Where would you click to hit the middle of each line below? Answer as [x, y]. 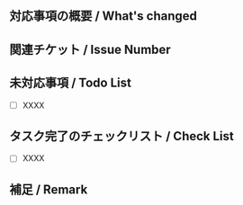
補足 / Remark [49, 189]
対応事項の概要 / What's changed [103, 16]
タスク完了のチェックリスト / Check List [121, 136]
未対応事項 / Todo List [71, 83]
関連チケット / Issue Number [90, 49]
